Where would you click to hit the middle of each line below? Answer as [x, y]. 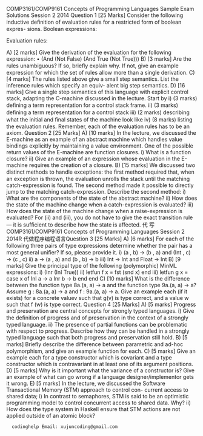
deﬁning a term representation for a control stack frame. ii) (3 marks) [92, 105]
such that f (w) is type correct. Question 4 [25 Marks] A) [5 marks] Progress [101, 304]
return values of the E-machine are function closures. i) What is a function [99, 152]
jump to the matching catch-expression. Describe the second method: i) [96, 192]
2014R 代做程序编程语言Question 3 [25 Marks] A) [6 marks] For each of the [100, 239]
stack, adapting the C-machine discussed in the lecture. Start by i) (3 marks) [102, 98]
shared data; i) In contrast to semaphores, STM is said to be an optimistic [98, 396]
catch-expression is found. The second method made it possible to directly [100, 185]
